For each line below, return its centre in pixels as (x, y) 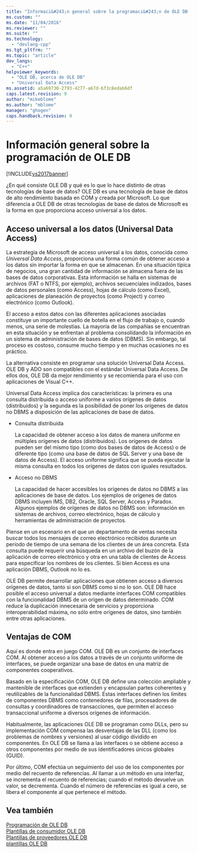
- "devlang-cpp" (31, 45)
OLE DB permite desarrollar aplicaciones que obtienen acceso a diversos (95, 581)
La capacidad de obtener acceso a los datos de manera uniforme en (97, 435)
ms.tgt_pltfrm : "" (29, 50)
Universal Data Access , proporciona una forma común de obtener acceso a (98, 258)
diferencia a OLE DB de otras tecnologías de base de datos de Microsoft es (97, 204)
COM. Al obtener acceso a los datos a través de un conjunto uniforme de (94, 657)
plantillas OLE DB (27, 844)
